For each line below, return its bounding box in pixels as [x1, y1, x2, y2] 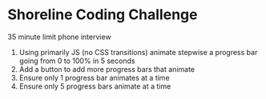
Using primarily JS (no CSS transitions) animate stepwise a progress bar [18, 47, 258, 57]
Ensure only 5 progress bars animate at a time [18, 81, 171, 91]
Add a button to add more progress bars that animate [18, 64, 195, 73]
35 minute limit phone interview [7, 32, 111, 42]
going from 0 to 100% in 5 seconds [18, 56, 135, 65]
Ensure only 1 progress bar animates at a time [18, 73, 170, 82]
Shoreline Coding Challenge [7, 6, 198, 24]
